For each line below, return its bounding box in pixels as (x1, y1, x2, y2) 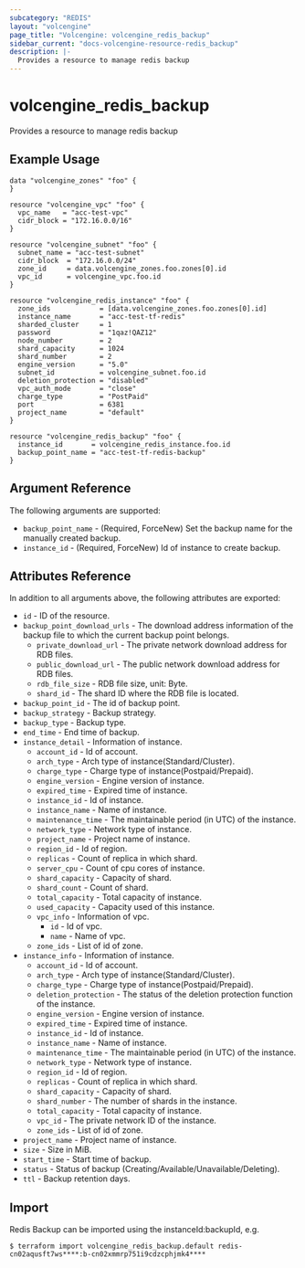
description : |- (9, 48, 71, 57)
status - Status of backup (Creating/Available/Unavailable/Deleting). (22, 1164, 280, 1175)
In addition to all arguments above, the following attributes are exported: (9, 593, 281, 604)
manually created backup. (22, 532, 121, 544)
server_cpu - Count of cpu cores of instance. (36, 862, 205, 873)
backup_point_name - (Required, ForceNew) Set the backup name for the (22, 523, 293, 534)
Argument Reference (9, 481, 131, 496)
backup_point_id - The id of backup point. (22, 698, 181, 709)
